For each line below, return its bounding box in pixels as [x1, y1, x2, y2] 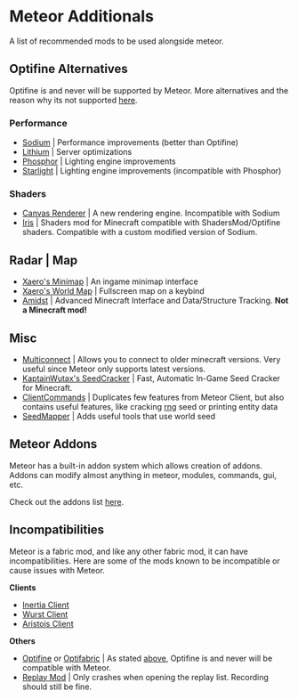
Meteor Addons [9, 436, 98, 451]
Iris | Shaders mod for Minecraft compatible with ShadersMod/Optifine [21, 217, 281, 228]
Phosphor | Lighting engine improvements [21, 156, 176, 167]
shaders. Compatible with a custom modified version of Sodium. [21, 227, 258, 238]
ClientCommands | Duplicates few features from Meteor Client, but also [21, 392, 285, 402]
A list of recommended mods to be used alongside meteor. [9, 36, 224, 46]
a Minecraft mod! [21, 305, 87, 315]
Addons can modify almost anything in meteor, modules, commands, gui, [9, 469, 278, 480]
